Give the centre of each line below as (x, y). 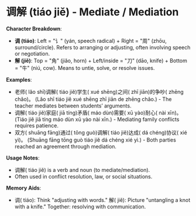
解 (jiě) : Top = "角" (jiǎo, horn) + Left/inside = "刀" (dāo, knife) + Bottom (101, 60)
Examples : (19, 79)
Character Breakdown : (34, 28)
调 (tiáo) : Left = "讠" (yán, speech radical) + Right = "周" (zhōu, (90, 41)
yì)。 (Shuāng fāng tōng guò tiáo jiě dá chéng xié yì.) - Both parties (95, 140)
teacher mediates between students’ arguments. (73, 106)
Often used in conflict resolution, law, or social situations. (83, 176)
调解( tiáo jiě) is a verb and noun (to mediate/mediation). (82, 170)
